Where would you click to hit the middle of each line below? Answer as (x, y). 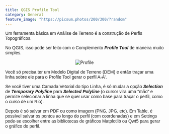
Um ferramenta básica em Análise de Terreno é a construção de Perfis (74, 33)
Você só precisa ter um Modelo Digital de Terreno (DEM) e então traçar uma (79, 72)
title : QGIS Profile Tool (32, 10)
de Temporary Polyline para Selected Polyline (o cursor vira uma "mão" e (79, 92)
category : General (24, 15)
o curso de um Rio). (25, 102)
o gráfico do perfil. (23, 126)
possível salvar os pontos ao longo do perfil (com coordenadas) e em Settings (81, 116)
